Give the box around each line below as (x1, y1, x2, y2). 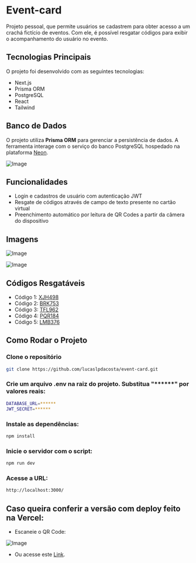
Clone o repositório (6, 353, 62, 361)
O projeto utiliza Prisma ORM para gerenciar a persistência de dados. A (6, 136, 178, 143)
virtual (14, 205, 30, 212)
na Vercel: (6, 513, 44, 523)
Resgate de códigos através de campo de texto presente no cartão (14, 199, 176, 206)
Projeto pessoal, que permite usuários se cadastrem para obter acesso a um (6, 23, 190, 30)
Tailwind (14, 103, 35, 111)
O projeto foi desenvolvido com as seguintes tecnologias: (6, 68, 145, 75)
